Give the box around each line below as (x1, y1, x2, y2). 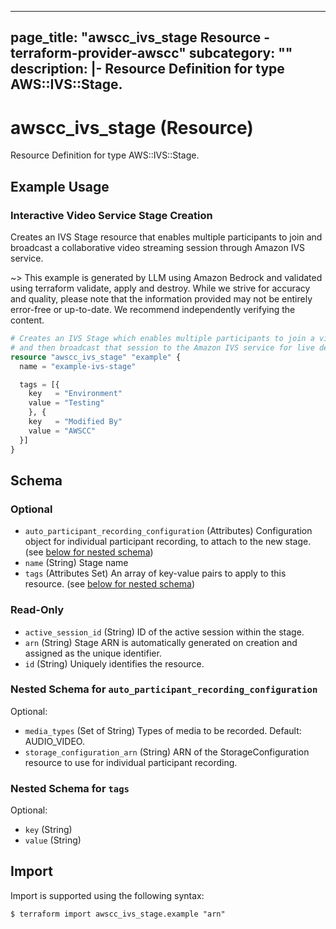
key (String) (24, 824, 73, 836)
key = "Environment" (28, 389, 123, 399)
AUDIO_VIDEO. (24, 735, 85, 747)
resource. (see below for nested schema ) (24, 578, 196, 590)
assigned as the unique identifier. (24, 647, 162, 659)
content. (10, 314, 45, 326)
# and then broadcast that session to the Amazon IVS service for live (10, 342, 315, 353)
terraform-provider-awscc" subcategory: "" (10, 45, 293, 62)
